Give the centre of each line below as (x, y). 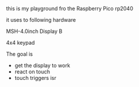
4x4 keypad (21, 43)
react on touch (32, 72)
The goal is (20, 54)
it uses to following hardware (41, 20)
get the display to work (42, 65)
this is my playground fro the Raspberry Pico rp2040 (70, 9)
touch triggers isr (35, 78)
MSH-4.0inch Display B (34, 31)
